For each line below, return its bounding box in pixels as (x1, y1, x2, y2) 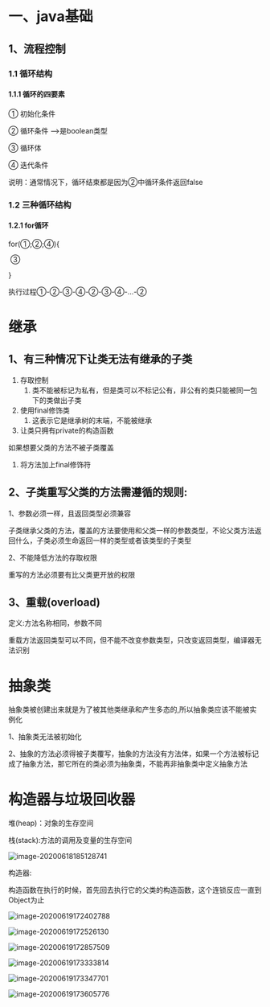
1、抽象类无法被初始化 (8, 732, 82, 742)
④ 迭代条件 (8, 160, 49, 170)
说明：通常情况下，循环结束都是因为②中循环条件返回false (8, 177, 203, 187)
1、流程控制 (8, 42, 67, 55)
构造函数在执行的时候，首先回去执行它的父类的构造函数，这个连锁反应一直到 (8, 886, 262, 895)
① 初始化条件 (8, 109, 56, 118)
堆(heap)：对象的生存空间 (8, 818, 94, 828)
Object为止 (8, 895, 45, 905)
